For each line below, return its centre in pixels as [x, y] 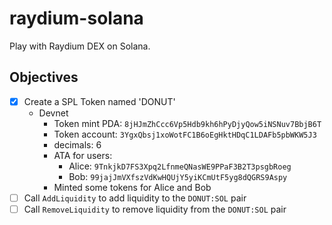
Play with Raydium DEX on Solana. [80, 46]
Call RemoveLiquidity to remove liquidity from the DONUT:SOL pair [155, 209]
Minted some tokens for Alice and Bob [132, 187]
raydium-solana [76, 18]
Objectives [44, 77]
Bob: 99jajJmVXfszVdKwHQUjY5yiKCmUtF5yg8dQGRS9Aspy [178, 176]
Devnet [53, 113]
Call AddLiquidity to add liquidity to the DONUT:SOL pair [135, 198]
